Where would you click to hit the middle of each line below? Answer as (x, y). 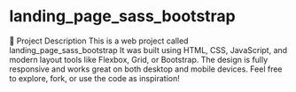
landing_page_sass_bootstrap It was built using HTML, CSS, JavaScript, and (148, 50)
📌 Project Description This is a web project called (99, 41)
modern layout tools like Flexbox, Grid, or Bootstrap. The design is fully (139, 59)
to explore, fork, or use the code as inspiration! (94, 78)
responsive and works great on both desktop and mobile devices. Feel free (146, 69)
